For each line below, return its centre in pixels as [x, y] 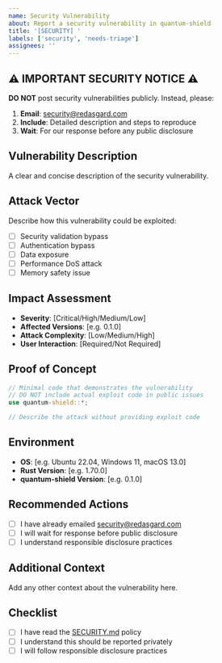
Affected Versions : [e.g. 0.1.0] [71, 326]
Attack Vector [44, 201]
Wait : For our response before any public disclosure [107, 131]
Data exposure [44, 254]
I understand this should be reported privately [96, 641]
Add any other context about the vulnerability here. [93, 587]
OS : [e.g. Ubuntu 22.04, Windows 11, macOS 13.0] [103, 462]
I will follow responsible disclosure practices [94, 650]
